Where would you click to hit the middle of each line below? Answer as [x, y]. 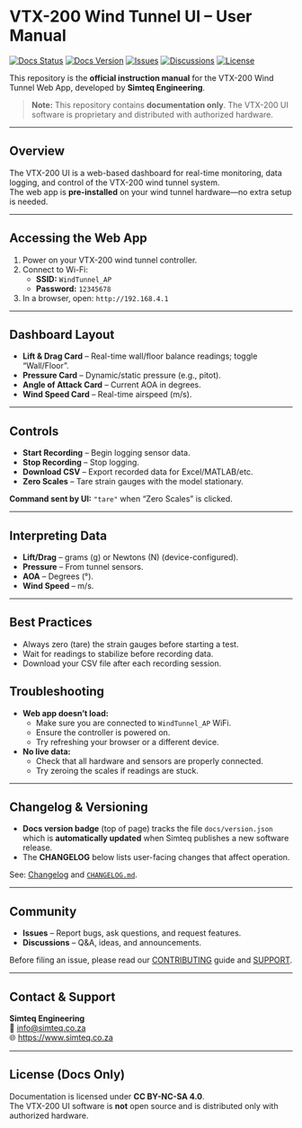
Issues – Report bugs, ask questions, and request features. [132, 933]
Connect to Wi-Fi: [55, 269]
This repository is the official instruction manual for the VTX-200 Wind [142, 77]
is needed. [29, 201]
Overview [37, 151]
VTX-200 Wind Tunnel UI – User [131, 17]
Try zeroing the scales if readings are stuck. [117, 770]
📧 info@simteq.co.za [48, 1028]
